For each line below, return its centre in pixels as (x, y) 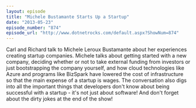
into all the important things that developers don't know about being (88, 87)
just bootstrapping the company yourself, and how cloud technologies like (95, 68)
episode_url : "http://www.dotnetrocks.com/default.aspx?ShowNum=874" (93, 33)
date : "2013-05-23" (30, 22)
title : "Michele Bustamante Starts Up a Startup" (68, 17)
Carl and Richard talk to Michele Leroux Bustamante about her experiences (97, 49)
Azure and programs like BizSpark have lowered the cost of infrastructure (95, 74)
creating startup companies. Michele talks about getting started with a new (97, 56)
